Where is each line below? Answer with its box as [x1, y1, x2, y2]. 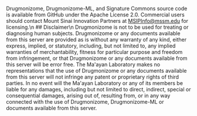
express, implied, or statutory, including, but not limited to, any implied [6, 42, 176, 49]
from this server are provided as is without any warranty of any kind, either [6, 36, 187, 43]
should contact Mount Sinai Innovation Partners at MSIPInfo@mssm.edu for [6, 18, 189, 24]
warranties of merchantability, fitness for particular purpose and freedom [6, 49, 183, 55]
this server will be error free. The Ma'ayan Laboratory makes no [6, 61, 160, 68]
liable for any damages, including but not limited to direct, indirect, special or [6, 86, 191, 93]
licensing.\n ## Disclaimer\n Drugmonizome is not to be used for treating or [6, 23, 189, 30]
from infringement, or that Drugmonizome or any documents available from [6, 55, 188, 62]
